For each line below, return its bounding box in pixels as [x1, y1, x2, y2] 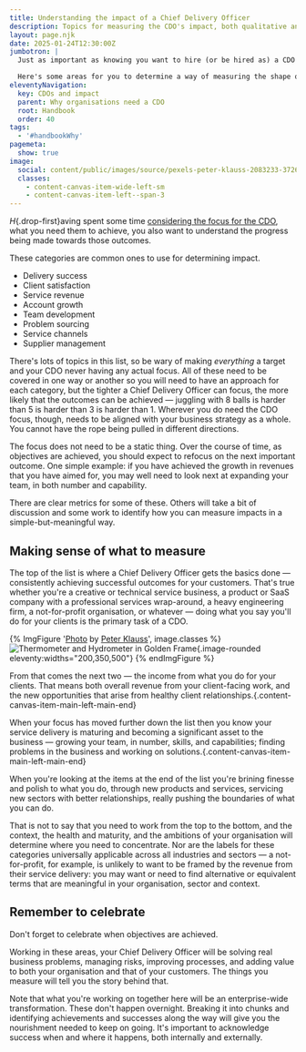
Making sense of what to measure [9, 543, 207, 558]
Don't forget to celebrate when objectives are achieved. [9, 928, 219, 939]
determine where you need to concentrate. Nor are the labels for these [9, 839, 275, 850]
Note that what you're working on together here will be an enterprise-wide [9, 993, 289, 1004]
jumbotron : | [9, 47, 59, 56]
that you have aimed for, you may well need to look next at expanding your [9, 470, 290, 481]
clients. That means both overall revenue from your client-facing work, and [9, 679, 291, 690]
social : [17, 165, 47, 174]
